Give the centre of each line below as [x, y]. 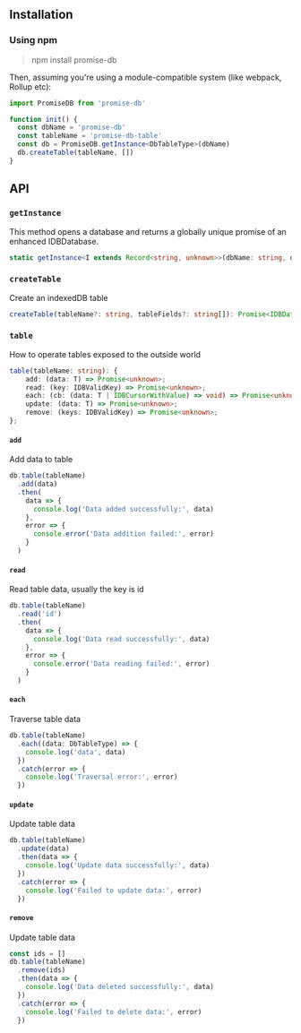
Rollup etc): [30, 86]
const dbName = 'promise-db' [72, 128]
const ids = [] [38, 953]
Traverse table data [45, 719]
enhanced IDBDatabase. [54, 241]
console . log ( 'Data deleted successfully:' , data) [120, 987]
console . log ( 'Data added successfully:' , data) [124, 509]
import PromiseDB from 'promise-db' [77, 103]
